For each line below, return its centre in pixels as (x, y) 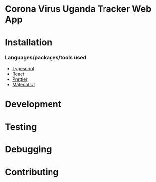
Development (33, 104)
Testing (21, 127)
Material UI (24, 84)
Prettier (20, 79)
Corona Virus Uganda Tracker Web (78, 9)
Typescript (23, 68)
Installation (29, 42)
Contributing (32, 172)
